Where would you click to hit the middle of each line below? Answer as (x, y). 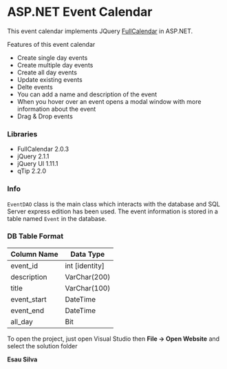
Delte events (35, 87)
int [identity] (85, 266)
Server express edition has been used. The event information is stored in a (113, 211)
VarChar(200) (88, 277)
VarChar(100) (88, 288)
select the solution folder (42, 346)
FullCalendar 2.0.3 (43, 149)
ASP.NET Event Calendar (80, 12)
